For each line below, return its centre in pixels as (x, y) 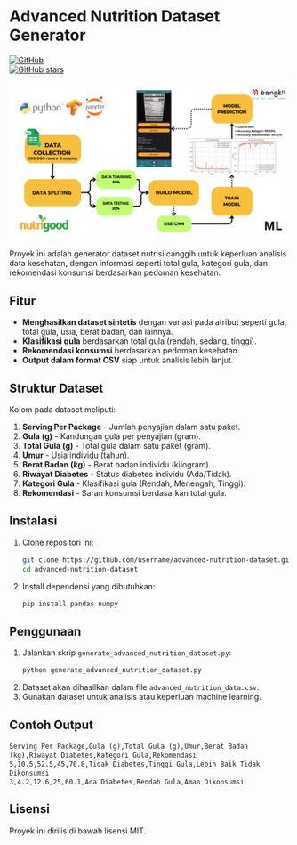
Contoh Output (51, 724)
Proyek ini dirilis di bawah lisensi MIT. (78, 831)
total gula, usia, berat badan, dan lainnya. (97, 332)
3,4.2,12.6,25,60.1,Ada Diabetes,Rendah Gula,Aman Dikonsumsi (127, 782)
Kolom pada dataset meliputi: (63, 410)
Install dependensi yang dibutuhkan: (88, 586)
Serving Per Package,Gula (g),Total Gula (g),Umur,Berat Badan (129, 746)
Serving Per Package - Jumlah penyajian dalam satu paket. (131, 427)
